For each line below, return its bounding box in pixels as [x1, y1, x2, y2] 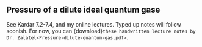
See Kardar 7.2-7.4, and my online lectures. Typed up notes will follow [6, 20, 181, 28]
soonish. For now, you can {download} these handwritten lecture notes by [6, 27, 196, 34]
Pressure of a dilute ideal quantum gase [6, 5, 161, 15]
